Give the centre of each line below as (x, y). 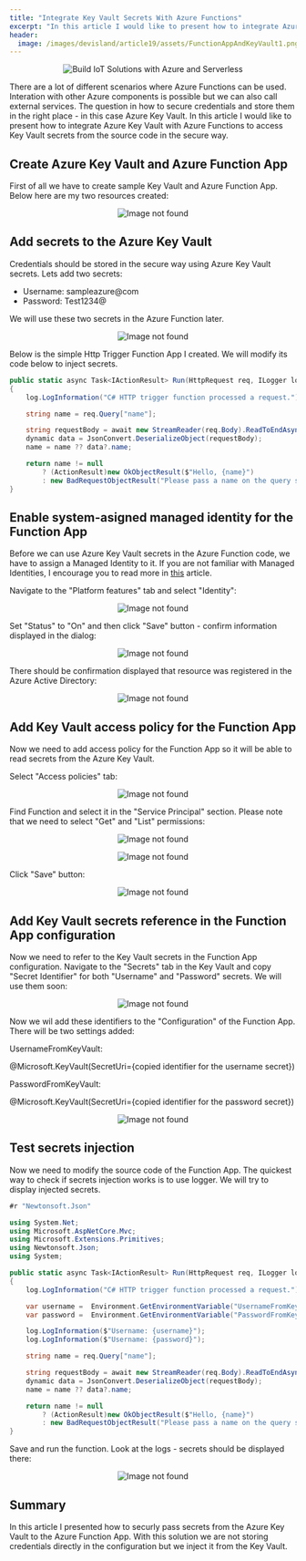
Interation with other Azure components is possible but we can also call (143, 97)
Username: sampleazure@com (81, 291)
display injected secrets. (55, 1189)
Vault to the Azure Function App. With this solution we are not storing (139, 1536)
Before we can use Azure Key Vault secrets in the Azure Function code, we (150, 553)
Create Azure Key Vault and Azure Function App (149, 164)
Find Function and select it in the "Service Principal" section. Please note (146, 812)
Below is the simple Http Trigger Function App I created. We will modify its (149, 354)
